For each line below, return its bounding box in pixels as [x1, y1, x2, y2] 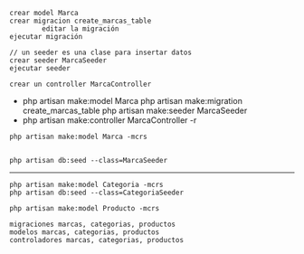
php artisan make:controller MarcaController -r [22, 115, 197, 126]
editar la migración [42, 24, 119, 33]
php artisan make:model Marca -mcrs [9, 132, 147, 141]
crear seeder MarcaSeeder [9, 56, 107, 65]
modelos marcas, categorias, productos [9, 228, 160, 237]
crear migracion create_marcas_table [9, 16, 152, 25]
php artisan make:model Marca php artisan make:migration [22, 96, 242, 106]
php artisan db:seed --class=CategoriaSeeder [9, 188, 184, 197]
